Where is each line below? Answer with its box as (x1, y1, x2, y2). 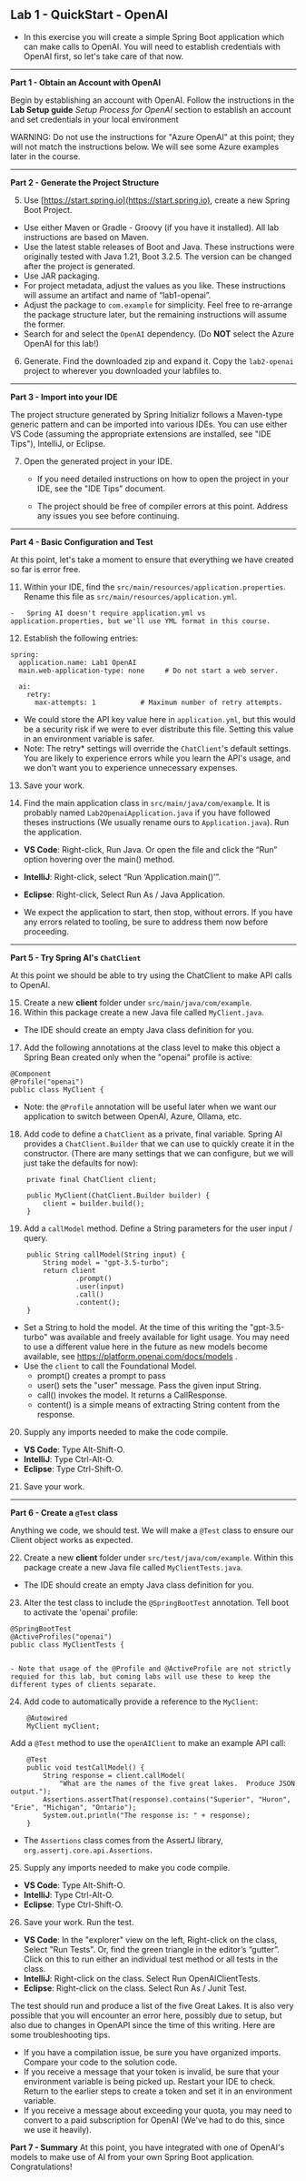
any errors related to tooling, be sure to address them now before (23, 916, 269, 927)
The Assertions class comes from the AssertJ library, (23, 1834, 223, 1845)
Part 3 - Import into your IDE (10, 391, 118, 402)
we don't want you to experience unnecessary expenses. (23, 762, 239, 772)
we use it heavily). (23, 2124, 92, 2135)
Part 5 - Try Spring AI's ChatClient (10, 952, 142, 963)
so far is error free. (10, 563, 81, 574)
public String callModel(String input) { (26, 1250, 185, 1259)
